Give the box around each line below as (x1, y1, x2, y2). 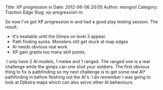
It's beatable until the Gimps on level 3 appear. (12, 34, 107, 39)
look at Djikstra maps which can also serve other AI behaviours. (5, 79, 134, 85)
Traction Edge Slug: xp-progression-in (5, 9, 83, 15)
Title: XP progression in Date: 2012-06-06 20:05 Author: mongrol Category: (5, 4, 158, 10)
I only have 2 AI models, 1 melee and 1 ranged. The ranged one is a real (6, 59, 150, 64)
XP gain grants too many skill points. (12, 49, 86, 55)
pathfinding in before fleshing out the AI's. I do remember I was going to (5, 74, 151, 80)
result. (5, 24, 18, 30)
